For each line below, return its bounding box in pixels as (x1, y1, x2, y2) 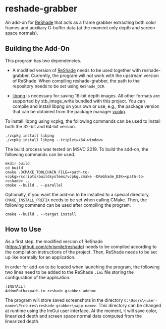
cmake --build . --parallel (5, 182, 63, 188)
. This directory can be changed (96, 302, 162, 308)
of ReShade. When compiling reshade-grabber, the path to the (12, 78, 140, 83)
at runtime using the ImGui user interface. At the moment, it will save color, (5, 308, 158, 314)
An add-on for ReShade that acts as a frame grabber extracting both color (5, 19, 157, 25)
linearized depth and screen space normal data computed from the (5, 313, 142, 319)
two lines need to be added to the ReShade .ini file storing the (5, 269, 134, 275)
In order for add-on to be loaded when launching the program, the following (5, 264, 160, 270)
